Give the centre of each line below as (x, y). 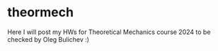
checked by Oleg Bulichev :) (48, 39)
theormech (41, 12)
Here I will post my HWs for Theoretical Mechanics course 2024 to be (109, 32)
